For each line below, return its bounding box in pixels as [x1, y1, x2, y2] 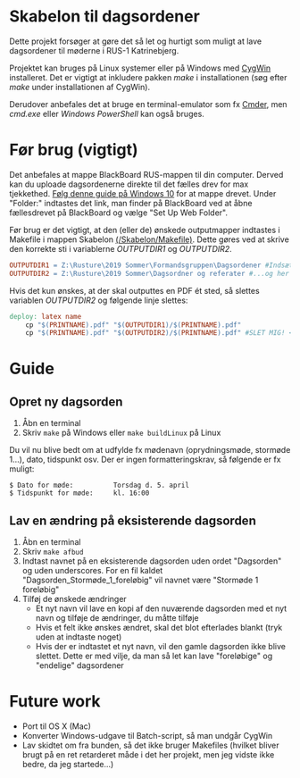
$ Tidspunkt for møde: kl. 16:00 [9, 489, 150, 498]
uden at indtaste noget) [35, 632, 122, 642]
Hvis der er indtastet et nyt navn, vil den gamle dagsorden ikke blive [35, 641, 286, 652]
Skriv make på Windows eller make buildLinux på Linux [21, 427, 221, 439]
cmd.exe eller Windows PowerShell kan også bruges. [9, 108, 205, 119]
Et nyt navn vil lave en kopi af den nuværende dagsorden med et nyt [35, 603, 287, 614]
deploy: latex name [9, 312, 82, 321]
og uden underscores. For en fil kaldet [21, 565, 163, 576]
